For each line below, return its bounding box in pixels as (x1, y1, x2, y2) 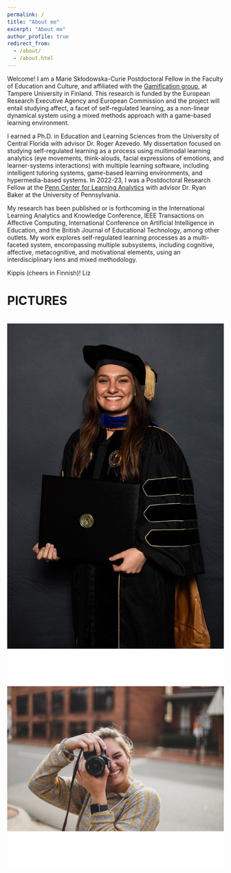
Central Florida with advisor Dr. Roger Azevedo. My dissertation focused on (7, 139, 221, 148)
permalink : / (7, 11, 45, 18)
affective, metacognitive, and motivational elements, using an (7, 248, 181, 256)
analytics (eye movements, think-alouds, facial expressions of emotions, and (7, 154, 224, 162)
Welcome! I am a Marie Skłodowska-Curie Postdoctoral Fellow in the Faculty (7, 75, 223, 83)
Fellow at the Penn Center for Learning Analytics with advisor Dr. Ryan (7, 183, 206, 191)
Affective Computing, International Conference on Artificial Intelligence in (7, 218, 214, 227)
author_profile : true (7, 33, 69, 40)
